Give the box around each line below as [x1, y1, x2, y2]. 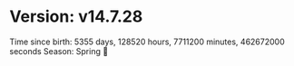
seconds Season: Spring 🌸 [9, 45, 109, 56]
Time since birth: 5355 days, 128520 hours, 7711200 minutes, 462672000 [9, 36, 285, 47]
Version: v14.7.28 [9, 6, 143, 27]
